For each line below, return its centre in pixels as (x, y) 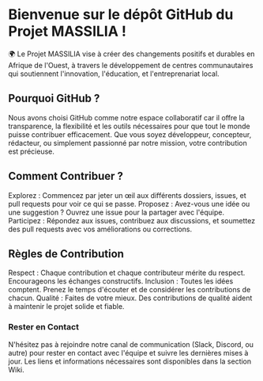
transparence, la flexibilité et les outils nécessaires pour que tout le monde (129, 126)
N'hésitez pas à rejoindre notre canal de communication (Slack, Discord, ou (131, 344)
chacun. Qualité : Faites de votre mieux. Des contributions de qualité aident (130, 298)
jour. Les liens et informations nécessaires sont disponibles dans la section (130, 361)
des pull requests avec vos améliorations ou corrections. (100, 229)
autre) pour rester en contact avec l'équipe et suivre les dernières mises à (128, 352)
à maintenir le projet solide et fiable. (66, 307)
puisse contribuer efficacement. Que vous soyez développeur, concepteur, (130, 134)
